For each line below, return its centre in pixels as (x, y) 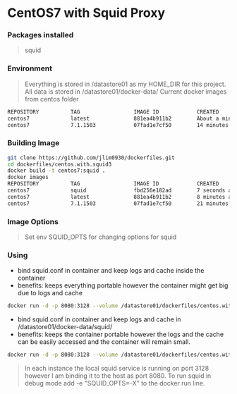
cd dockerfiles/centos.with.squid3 (60, 164)
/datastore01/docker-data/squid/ (65, 327)
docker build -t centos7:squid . (56, 171)
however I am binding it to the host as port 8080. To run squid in (118, 376)
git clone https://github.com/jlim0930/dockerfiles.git (91, 158)
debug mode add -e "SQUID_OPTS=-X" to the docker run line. (115, 383)
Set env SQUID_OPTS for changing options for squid (101, 237)
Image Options (33, 221)
